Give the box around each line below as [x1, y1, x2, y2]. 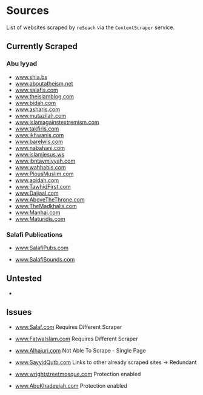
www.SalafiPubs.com [15, 244, 68, 251]
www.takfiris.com [15, 125, 59, 132]
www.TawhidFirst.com [15, 183, 71, 190]
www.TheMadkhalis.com [15, 202, 77, 209]
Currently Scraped [6, 41, 78, 52]
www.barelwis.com [15, 138, 64, 145]
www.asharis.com [15, 106, 61, 113]
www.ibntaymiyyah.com [15, 157, 76, 164]
